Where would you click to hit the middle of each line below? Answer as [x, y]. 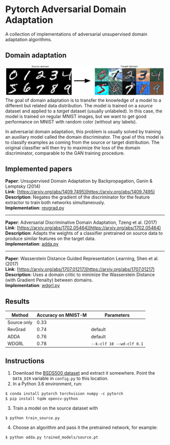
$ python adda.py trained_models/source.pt [52, 437]
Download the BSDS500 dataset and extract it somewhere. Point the [84, 373]
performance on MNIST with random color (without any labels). [71, 122]
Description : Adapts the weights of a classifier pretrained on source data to [84, 233]
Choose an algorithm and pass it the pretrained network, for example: [85, 428]
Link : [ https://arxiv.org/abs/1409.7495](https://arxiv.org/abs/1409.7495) [80, 192]
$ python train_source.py [32, 418]
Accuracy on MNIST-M [62, 315]
